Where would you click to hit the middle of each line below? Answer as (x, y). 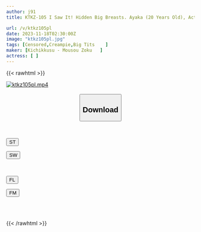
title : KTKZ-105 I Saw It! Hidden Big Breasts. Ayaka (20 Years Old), (96, 17)
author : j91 (21, 12)
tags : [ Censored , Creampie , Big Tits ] (57, 45)
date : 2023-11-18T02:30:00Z (41, 33)
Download (100, 110)
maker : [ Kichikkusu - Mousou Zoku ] (54, 51)
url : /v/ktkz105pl (29, 28)
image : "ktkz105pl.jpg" (36, 39)
